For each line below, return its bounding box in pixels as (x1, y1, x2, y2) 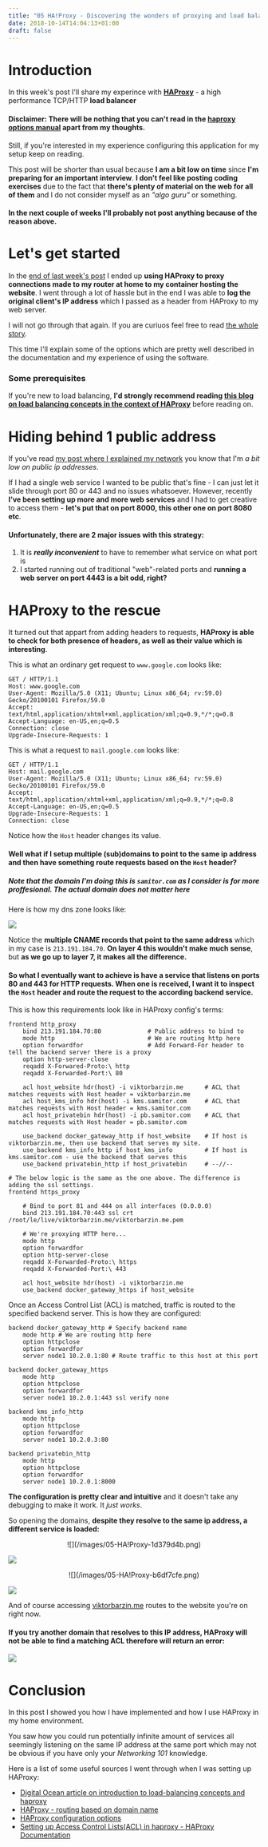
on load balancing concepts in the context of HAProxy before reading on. (8, 399, 254, 409)
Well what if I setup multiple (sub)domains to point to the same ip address (8, 849, 257, 859)
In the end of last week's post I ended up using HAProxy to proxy (8, 271, 225, 280)
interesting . (8, 645, 48, 654)
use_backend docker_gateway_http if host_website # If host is (22, 1132, 248, 1141)
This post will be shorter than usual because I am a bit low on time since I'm (8, 165, 259, 174)
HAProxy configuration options (19, 1813, 122, 1823)
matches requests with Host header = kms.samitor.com (8, 1104, 191, 1113)
